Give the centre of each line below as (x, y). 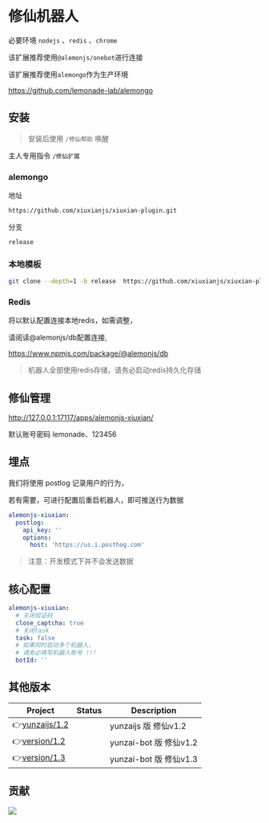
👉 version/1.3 (39, 757)
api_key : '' (42, 530)
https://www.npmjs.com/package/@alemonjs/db (88, 353)
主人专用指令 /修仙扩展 (44, 155)
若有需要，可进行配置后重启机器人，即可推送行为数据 (96, 499)
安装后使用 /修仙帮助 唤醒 (68, 138)
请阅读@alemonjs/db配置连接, (58, 337)
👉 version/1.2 (39, 741)
